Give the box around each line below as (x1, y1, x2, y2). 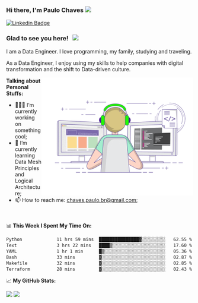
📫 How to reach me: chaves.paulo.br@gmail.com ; (14, 196, 138, 203)
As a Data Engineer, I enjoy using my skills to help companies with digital (6, 59, 184, 67)
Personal (6, 83, 29, 90)
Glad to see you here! (6, 34, 69, 43)
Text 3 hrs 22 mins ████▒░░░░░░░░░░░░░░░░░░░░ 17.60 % (6, 242, 193, 248)
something (14, 127, 41, 134)
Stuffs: (6, 90, 24, 97)
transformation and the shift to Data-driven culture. (6, 65, 131, 72)
